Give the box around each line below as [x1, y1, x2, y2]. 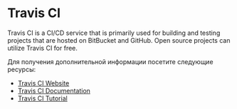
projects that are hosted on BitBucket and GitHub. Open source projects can [7, 36, 231, 44]
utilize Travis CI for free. [7, 43, 78, 52]
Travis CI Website [17, 78, 70, 87]
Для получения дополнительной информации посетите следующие [7, 57, 214, 66]
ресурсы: [7, 65, 36, 73]
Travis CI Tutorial [17, 94, 68, 103]
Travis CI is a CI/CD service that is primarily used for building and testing [7, 28, 221, 37]
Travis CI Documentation [17, 86, 91, 95]
